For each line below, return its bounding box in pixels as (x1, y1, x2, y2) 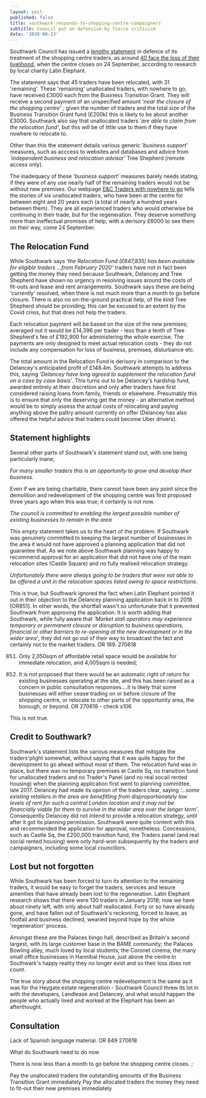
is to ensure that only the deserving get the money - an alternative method (10, 396, 195, 403)
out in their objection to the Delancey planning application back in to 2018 (10, 595, 192, 603)
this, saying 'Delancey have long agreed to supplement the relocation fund (10, 370, 196, 378)
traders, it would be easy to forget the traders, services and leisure (10, 884, 176, 891)
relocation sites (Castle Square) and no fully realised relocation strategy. (10, 559, 189, 567)
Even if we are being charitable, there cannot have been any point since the (10, 485, 198, 492)
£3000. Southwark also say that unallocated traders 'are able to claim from (10, 117, 196, 124)
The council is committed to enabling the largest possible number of (10, 509, 179, 516)
